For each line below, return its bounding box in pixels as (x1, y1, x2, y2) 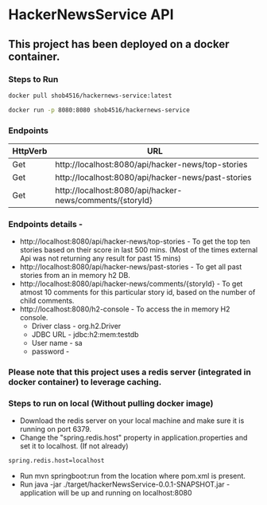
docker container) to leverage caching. (8, 377, 162, 388)
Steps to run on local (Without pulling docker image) (8, 398, 214, 409)
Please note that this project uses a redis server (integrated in (8, 366, 252, 378)
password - (31, 346, 70, 356)
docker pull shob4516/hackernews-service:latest (8, 92, 172, 100)
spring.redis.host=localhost (8, 456, 105, 465)
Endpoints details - (8, 218, 83, 229)
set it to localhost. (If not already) (19, 441, 129, 451)
